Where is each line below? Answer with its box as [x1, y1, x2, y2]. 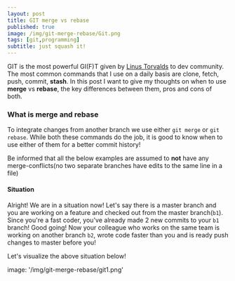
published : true [7, 23, 55, 30]
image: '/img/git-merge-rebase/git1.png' [7, 265, 124, 274]
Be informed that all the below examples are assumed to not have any [7, 154, 209, 162]
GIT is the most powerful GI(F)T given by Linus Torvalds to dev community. [7, 63, 224, 70]
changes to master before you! [7, 238, 96, 247]
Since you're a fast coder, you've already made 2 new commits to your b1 [7, 216, 220, 224]
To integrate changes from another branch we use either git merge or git [7, 126, 220, 134]
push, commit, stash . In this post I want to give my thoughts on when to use [7, 77, 227, 85]
